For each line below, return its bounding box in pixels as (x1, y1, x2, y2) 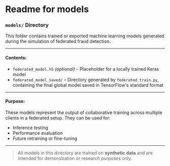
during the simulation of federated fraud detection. (5, 38, 111, 44)
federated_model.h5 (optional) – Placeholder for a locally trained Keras (12, 66, 159, 72)
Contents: (5, 54, 27, 61)
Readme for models (5, 4, 89, 15)
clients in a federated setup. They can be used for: (5, 115, 110, 121)
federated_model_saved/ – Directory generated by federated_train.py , (12, 77, 159, 83)
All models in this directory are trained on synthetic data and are (17, 150, 153, 156)
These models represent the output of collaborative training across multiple (5, 109, 163, 116)
